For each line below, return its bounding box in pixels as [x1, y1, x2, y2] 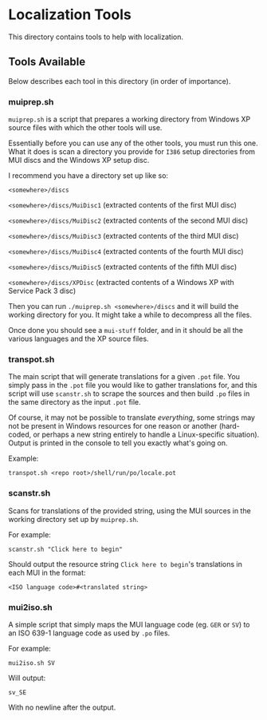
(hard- [218, 421, 241, 431]
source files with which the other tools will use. [8, 123, 163, 133]
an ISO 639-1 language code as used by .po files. [8, 628, 171, 638]
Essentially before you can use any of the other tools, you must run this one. [8, 138, 258, 148]
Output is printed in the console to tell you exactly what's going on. [8, 438, 228, 448]
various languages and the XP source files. [8, 334, 149, 344]
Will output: [8, 673, 46, 682]
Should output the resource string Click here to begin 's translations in [8, 559, 243, 568]
